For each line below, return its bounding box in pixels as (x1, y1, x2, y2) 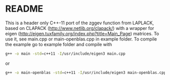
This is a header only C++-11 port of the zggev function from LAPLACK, (5, 20, 154, 26)
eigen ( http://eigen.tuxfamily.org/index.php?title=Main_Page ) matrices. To (5, 30, 159, 36)
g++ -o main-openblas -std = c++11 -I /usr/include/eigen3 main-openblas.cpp (5, 70, 166, 75)
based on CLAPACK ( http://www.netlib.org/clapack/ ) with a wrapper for (5, 25, 154, 31)
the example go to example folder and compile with (5, 41, 112, 47)
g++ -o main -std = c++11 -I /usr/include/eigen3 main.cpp (5, 51, 125, 56)
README (5, 3, 44, 15)
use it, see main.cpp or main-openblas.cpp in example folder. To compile (5, 36, 157, 42)
